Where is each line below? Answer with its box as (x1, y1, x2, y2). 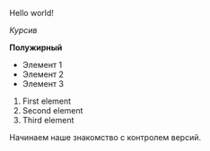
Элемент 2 (22, 69, 65, 80)
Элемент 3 (22, 79, 65, 88)
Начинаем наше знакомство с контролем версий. (9, 132, 202, 142)
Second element (22, 105, 83, 115)
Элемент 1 (22, 60, 63, 70)
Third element (22, 115, 74, 125)
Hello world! (9, 8, 54, 18)
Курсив (9, 25, 38, 35)
